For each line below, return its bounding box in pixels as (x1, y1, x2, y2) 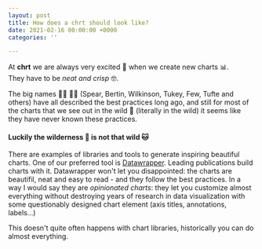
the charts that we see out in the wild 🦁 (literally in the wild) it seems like (8, 106, 242, 115)
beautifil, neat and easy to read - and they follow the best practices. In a (8, 174, 242, 185)
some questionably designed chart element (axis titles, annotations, (8, 200, 227, 209)
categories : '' (8, 33, 58, 42)
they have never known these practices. (8, 115, 137, 124)
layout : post (8, 11, 51, 20)
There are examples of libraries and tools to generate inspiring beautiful (8, 150, 240, 159)
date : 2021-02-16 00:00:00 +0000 (8, 26, 118, 34)
